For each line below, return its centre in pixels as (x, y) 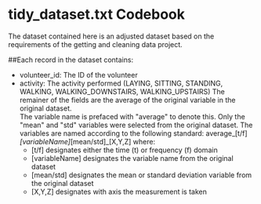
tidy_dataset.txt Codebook (97, 15)
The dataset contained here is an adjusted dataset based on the (111, 36)
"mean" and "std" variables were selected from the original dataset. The (136, 125)
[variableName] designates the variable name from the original (132, 158)
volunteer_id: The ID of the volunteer (79, 75)
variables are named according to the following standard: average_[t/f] (134, 133)
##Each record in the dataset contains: (71, 60)
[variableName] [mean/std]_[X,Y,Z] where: (87, 141)
